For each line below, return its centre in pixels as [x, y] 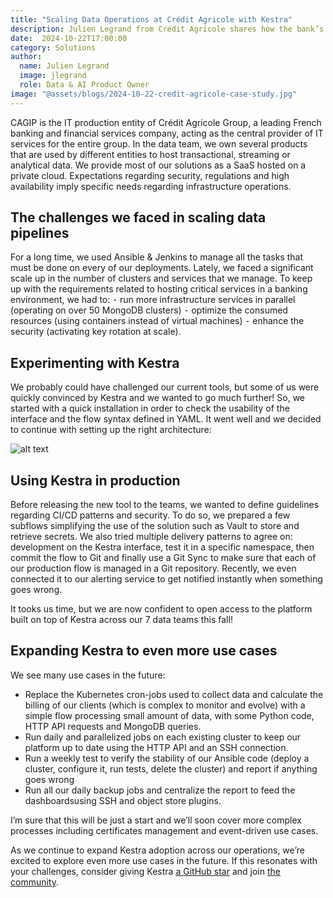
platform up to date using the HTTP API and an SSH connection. [156, 747]
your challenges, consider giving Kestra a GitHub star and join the [145, 871]
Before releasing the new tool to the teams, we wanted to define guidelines [165, 505]
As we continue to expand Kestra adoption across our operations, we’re [157, 850]
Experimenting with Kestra [95, 362]
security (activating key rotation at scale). [96, 332]
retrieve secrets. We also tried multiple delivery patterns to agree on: [151, 537]
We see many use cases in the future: [88, 675]
